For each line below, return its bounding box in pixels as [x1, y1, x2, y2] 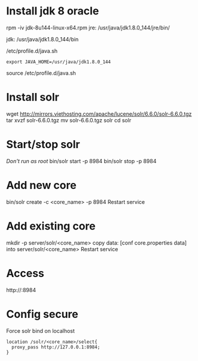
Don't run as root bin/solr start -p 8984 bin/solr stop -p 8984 [6, 157, 157, 164]
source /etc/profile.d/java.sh [6, 69, 77, 76]
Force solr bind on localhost [6, 327, 75, 334]
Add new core [6, 179, 77, 192]
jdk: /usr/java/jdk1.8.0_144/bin [6, 35, 79, 43]
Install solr [6, 91, 60, 104]
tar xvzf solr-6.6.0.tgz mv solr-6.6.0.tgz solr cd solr [6, 116, 132, 124]
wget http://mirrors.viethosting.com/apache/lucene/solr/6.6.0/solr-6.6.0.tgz [6, 110, 192, 118]
